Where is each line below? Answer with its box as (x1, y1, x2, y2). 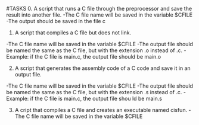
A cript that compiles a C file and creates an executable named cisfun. (14, 107, 188, 113)
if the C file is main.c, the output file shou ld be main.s (30, 95, 163, 102)
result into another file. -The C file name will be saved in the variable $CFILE (6, 11, 192, 18)
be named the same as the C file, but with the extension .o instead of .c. (6, 47, 183, 54)
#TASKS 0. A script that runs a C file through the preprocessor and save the (6, 5, 192, 12)
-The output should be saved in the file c (6, 18, 106, 24)
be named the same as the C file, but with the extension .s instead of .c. (6, 89, 182, 95)
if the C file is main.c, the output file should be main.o (30, 53, 161, 60)
